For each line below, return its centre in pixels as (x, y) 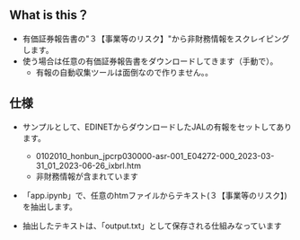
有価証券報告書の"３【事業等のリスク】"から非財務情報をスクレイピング (156, 39)
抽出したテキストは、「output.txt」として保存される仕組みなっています (152, 226)
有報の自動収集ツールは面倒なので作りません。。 (124, 72)
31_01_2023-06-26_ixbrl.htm (88, 165)
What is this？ (49, 15)
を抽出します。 (50, 206)
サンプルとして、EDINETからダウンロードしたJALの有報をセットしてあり (157, 127)
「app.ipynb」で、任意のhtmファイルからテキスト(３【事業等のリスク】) (154, 195)
